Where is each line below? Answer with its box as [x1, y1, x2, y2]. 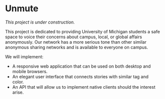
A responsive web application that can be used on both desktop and [12, 63, 151, 69]
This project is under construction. [5, 19, 75, 25]
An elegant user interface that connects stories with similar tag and [12, 74, 149, 79]
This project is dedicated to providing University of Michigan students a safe [5, 28, 160, 34]
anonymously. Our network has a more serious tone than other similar [5, 39, 147, 45]
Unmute [5, 3, 38, 14]
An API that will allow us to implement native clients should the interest [12, 84, 156, 90]
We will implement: [5, 53, 43, 59]
